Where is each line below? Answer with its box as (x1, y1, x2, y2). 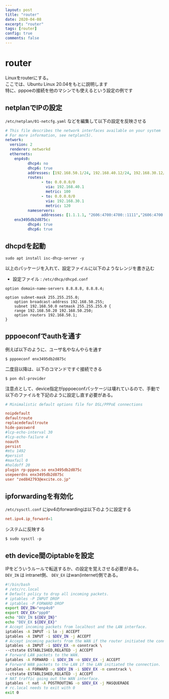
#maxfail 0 (5, 458, 28, 463)
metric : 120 (45, 203, 71, 208)
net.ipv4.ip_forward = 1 (5, 517, 53, 522)
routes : (27, 175, 44, 180)
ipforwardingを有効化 (5, 492, 73, 500)
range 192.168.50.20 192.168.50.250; (14, 308, 94, 313)
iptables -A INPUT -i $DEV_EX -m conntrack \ (5, 643, 102, 648)
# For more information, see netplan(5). (5, 132, 94, 138)
